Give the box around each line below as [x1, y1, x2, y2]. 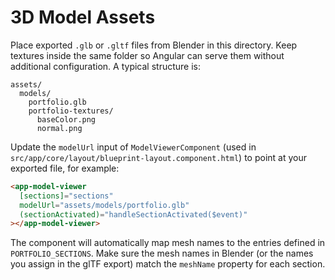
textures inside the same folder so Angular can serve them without [10, 49, 285, 61]
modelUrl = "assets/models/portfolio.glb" [19, 200, 190, 210]
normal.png [36, 123, 83, 133]
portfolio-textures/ [28, 106, 114, 116]
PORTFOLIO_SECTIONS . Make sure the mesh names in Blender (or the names [10, 247, 314, 260]
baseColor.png [36, 114, 97, 125]
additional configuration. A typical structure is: [10, 60, 201, 72]
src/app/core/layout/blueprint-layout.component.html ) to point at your [10, 151, 307, 163]
